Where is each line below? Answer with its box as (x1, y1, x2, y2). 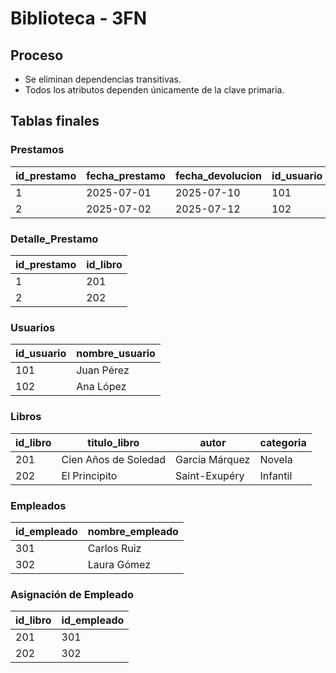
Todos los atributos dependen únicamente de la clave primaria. (24, 84, 285, 96)
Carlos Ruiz (87, 541, 142, 555)
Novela (259, 452, 293, 466)
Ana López (76, 380, 127, 394)
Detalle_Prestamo (10, 232, 99, 246)
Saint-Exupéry (175, 468, 245, 482)
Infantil (259, 468, 293, 482)
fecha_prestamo (86, 168, 166, 182)
